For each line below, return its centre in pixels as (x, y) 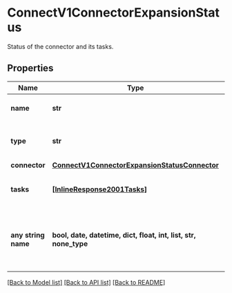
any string (28, 235)
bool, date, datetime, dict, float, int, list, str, (124, 235)
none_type (70, 243)
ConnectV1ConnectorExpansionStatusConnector (136, 165)
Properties (30, 68)
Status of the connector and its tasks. (60, 46)
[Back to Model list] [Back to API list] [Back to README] (86, 282)
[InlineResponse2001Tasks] (99, 189)
